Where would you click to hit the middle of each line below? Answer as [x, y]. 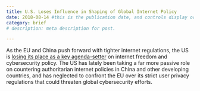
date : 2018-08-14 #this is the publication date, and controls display [97, 17]
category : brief [26, 23]
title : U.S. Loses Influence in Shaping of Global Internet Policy [92, 12]
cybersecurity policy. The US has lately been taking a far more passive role [98, 63]
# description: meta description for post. [61, 28]
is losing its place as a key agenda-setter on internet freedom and [87, 57]
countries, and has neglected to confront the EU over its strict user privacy [98, 76]
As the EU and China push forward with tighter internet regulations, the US [97, 51]
